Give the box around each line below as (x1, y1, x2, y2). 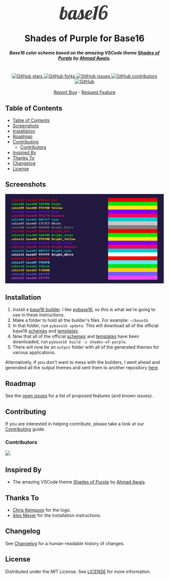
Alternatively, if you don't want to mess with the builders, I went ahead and (5, 359, 160, 365)
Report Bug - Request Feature (53, 89, 116, 95)
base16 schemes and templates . (12, 328, 79, 334)
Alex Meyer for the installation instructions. (12, 512, 102, 518)
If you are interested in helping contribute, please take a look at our (5, 421, 144, 427)
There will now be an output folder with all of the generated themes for (12, 344, 159, 350)
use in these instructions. (12, 312, 65, 318)
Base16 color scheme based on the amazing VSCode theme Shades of (9, 50, 160, 56)
